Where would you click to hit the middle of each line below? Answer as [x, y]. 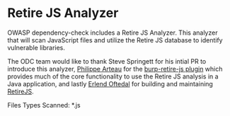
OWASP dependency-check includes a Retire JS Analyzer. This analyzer [113, 33]
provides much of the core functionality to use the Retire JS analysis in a [113, 76]
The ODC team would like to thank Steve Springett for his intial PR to [107, 61]
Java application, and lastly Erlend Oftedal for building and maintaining [110, 83]
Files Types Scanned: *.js [44, 105]
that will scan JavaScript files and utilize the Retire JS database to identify [115, 40]
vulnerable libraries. [36, 47]
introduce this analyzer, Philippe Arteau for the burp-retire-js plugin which [115, 69]
